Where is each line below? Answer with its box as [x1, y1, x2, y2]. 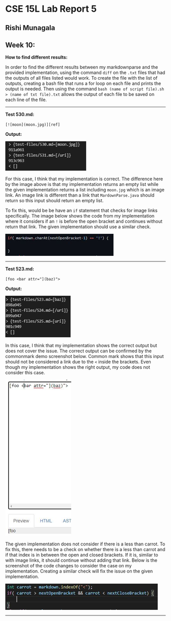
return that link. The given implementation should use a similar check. [5, 224, 151, 230]
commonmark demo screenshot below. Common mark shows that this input [5, 353, 164, 360]
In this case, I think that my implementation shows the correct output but [5, 343, 157, 349]
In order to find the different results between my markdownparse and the [5, 64, 158, 70]
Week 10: [5, 40, 36, 49]
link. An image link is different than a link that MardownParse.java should [5, 192, 155, 198]
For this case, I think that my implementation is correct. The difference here [5, 176, 163, 182]
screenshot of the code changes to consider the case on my [5, 563, 132, 569]
